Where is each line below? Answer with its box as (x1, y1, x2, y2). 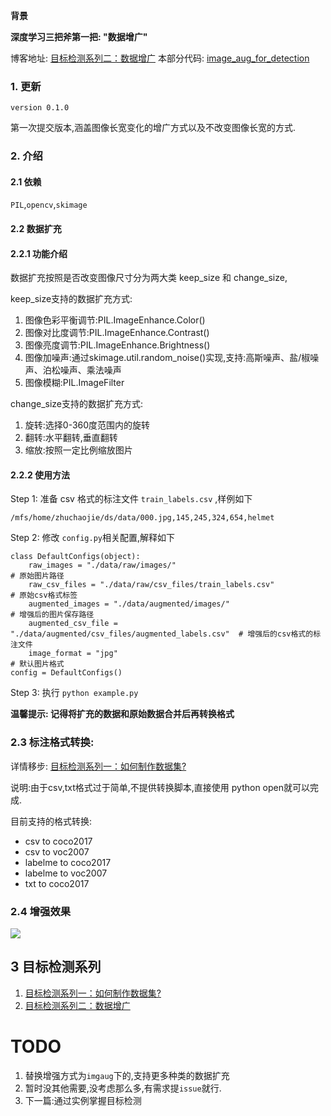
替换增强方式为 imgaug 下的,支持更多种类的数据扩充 (24, 1069, 230, 1081)
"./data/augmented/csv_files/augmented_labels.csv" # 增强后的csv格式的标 (10, 629, 322, 639)
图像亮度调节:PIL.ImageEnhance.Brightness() (24, 339, 211, 351)
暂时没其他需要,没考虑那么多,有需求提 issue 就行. (24, 1082, 222, 1094)
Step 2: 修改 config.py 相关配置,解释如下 (10, 532, 176, 544)
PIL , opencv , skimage (10, 199, 88, 211)
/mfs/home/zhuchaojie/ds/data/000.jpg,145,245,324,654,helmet (10, 513, 275, 523)
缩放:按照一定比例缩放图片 (24, 444, 133, 456)
